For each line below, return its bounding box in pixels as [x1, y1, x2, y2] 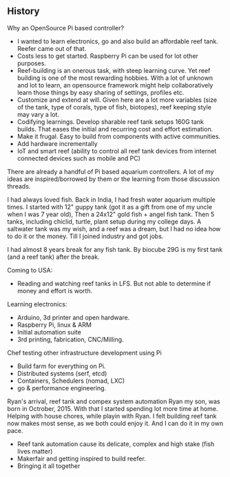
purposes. [17, 59, 47, 67]
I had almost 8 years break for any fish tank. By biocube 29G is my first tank [7, 245, 222, 253]
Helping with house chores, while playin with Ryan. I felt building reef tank [7, 412, 217, 420]
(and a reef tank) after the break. [7, 253, 100, 261]
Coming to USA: [7, 266, 53, 274]
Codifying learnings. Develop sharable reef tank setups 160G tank [17, 117, 205, 126]
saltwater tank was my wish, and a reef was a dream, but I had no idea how [7, 224, 221, 233]
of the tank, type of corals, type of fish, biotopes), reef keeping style [17, 103, 212, 111]
